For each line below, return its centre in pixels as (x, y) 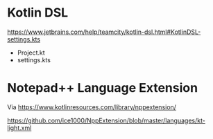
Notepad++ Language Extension (103, 88)
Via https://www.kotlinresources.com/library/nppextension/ (92, 107)
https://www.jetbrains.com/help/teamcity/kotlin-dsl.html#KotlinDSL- (104, 32)
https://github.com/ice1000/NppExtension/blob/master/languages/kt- (106, 120)
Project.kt (31, 53)
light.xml (19, 128)
